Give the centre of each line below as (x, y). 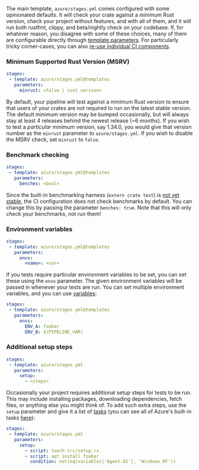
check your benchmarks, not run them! (54, 214)
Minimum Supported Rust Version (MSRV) (68, 62)
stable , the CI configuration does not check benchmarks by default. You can (99, 201)
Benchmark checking (38, 154)
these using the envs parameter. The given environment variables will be (94, 281)
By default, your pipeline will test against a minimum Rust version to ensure (98, 102)
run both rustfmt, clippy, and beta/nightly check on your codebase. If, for (95, 27)
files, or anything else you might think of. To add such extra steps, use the (96, 405)
